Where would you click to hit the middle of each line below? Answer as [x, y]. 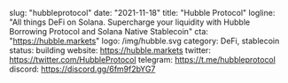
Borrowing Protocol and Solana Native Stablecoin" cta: [109, 31]
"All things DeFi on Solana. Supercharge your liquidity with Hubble [130, 22]
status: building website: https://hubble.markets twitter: [110, 50]
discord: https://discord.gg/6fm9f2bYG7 [82, 69]
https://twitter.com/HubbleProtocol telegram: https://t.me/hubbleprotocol [143, 60]
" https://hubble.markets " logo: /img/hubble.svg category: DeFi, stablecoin [144, 41]
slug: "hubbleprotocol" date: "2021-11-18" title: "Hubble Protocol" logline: [142, 13]
